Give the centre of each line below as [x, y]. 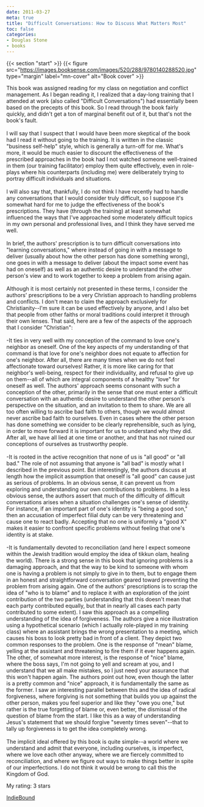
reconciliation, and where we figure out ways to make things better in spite [100, 761]
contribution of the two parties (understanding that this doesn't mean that [99, 599]
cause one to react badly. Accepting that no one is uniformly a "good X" [97, 521]
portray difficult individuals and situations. [59, 178]
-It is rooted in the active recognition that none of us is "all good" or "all [96, 457]
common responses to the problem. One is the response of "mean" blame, [100, 644]
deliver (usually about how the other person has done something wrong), [98, 256]
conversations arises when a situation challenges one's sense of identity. [98, 502]
